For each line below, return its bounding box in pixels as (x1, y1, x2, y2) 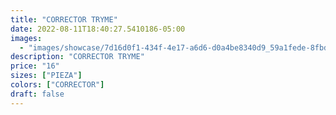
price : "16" (10, 61, 60, 71)
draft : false (10, 89, 65, 99)
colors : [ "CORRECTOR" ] (10, 80, 105, 90)
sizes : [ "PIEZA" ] (10, 71, 83, 81)
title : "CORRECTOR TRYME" (10, 14, 118, 25)
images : (10, 33, 43, 43)
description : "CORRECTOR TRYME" (10, 52, 145, 62)
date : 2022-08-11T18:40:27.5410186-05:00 (10, 24, 186, 34)
